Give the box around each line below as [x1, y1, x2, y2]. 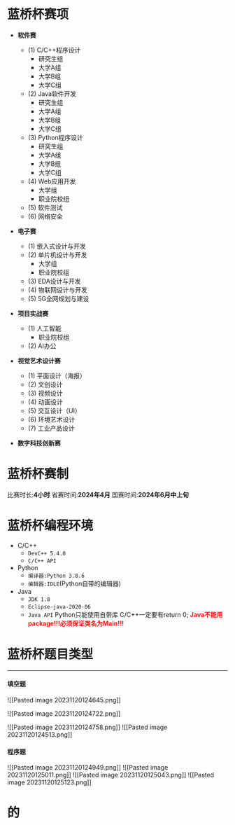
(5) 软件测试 [27, 203, 63, 212]
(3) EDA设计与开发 [27, 277, 82, 285]
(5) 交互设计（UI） [27, 406, 82, 415]
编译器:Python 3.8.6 [27, 572, 85, 579]
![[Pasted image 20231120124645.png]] [7, 695, 121, 704]
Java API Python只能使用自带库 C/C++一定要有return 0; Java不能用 [27, 610, 223, 618]
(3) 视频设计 [27, 389, 63, 397]
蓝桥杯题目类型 [7, 646, 94, 662]
